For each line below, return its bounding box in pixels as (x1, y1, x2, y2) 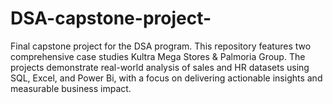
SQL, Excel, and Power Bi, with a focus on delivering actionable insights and (10, 72, 323, 84)
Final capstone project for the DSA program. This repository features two (10, 40, 312, 52)
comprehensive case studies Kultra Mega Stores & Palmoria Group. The (10, 50, 306, 62)
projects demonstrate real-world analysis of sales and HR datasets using (10, 61, 310, 73)
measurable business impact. (10, 82, 132, 94)
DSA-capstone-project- (10, 7, 212, 30)
